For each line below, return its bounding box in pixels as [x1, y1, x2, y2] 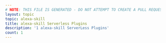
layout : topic [5, 12, 35, 17]
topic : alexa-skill [5, 16, 45, 21]
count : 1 [5, 30, 23, 35]
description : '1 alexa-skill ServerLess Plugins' [5, 26, 110, 31]
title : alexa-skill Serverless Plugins [5, 21, 87, 26]
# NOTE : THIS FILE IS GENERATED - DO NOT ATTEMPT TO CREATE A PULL [5, 7, 147, 12]
